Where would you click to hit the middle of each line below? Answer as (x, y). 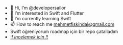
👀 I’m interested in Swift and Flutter (47, 13)
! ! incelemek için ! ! (29, 37)
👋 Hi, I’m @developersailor (38, 8)
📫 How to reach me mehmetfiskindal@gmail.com (62, 24)
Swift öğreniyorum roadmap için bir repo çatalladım (64, 31)
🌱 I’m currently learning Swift (41, 18)
